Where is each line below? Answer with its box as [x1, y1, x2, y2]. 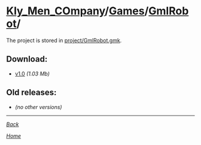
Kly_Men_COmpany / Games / [6, 4, 149, 18]
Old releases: [6, 87, 57, 98]
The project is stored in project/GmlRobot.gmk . [6, 37, 122, 44]
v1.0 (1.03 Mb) [14, 70, 50, 77]
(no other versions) [14, 103, 62, 110]
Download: [6, 54, 48, 64]
